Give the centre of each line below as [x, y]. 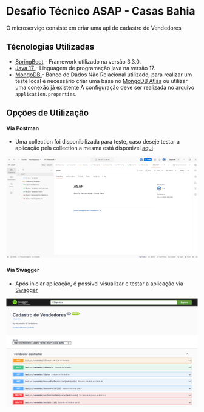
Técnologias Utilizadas [50, 47]
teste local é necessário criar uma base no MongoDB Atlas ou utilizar [101, 81]
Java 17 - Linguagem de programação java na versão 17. [85, 68]
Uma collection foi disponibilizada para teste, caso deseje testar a [97, 142]
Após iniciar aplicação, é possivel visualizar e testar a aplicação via [99, 284]
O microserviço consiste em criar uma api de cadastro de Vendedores [94, 28]
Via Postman [23, 128]
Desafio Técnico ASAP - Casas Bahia [101, 11]
